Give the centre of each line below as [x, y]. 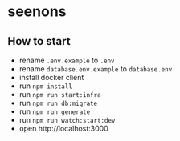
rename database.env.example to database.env [96, 69]
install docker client [51, 77]
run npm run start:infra [60, 94]
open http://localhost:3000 [64, 128]
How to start [39, 41]
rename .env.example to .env [67, 60]
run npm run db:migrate [58, 103]
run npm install [46, 86]
